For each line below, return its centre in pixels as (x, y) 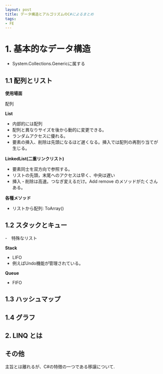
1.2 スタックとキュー (36, 226)
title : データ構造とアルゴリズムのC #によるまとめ (49, 14)
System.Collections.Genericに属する (49, 64)
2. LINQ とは (24, 335)
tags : (11, 19)
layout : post (18, 10)
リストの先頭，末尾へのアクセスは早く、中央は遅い (64, 175)
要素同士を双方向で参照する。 (42, 169)
